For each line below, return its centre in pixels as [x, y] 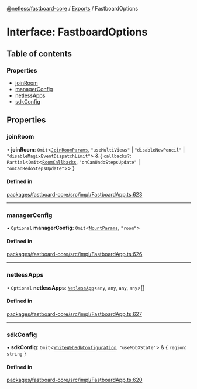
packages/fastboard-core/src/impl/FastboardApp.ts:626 [75, 254]
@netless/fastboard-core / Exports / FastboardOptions [72, 8]
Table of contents [39, 54]
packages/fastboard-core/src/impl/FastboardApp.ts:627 [75, 314]
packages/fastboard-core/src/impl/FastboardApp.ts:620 [75, 380]
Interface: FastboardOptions [77, 32]
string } [16, 354]
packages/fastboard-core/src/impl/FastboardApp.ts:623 [75, 194]
